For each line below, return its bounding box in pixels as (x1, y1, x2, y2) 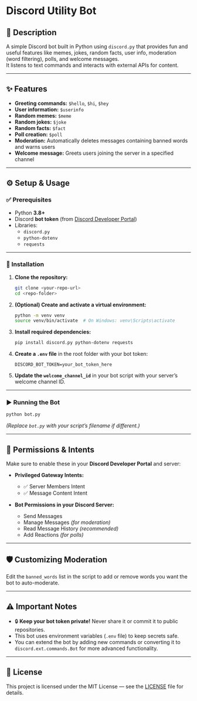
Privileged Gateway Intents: (14, 472, 84, 479)
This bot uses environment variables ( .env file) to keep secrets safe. (14, 632, 179, 639)
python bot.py (6, 411, 41, 417)
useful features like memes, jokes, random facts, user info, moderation (6, 49, 177, 56)
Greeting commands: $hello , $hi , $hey (14, 100, 109, 107)
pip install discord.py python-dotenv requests (14, 340, 133, 346)
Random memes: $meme (14, 112, 72, 119)
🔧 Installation (6, 260, 45, 268)
